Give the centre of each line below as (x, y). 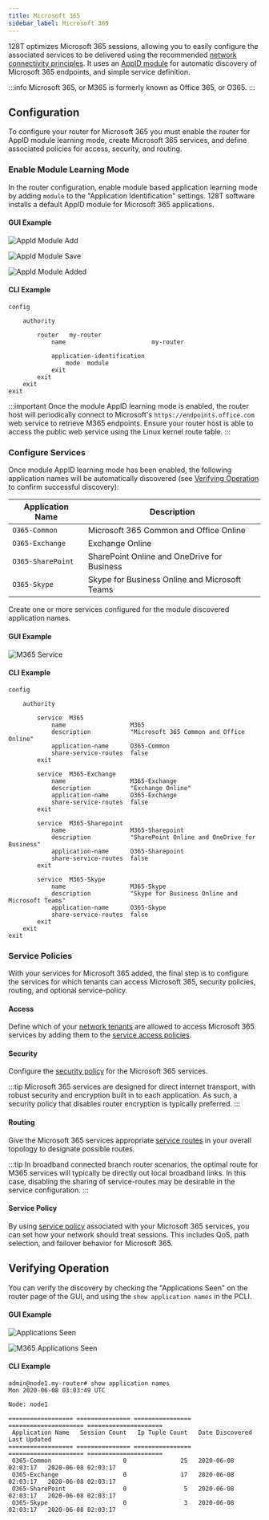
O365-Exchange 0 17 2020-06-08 (123, 1475)
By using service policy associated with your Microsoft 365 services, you (129, 1226)
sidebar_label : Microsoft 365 (59, 23)
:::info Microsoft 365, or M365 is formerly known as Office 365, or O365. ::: (132, 87)
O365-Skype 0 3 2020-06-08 (123, 1503)
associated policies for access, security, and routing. (95, 149)
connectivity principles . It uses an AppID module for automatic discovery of (133, 63)
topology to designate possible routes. (72, 1148)
